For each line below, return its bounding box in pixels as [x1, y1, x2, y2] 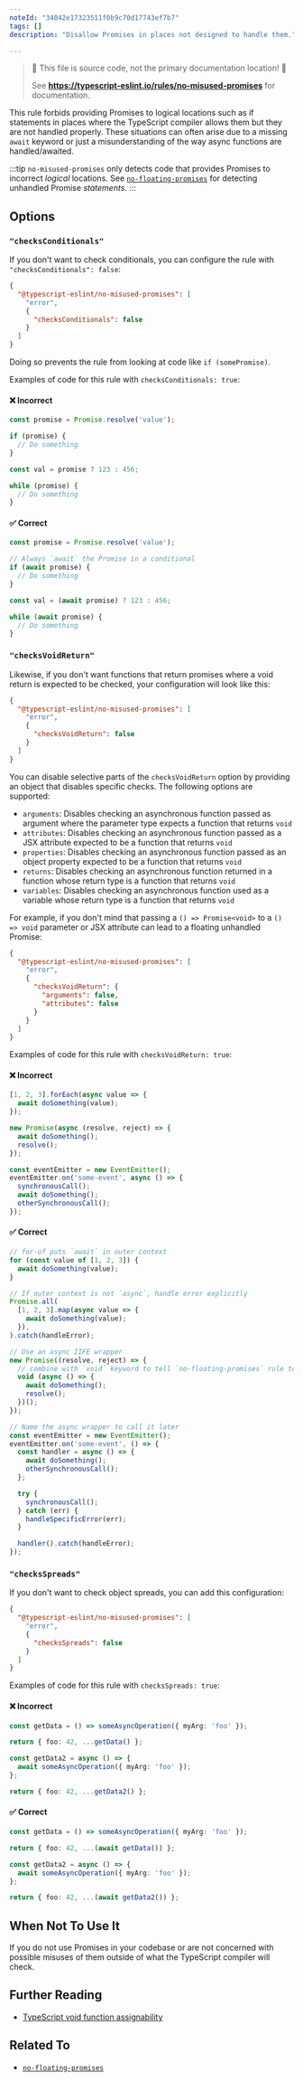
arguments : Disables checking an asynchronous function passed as [22, 808, 271, 819]
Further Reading [9, 1987, 103, 2003]
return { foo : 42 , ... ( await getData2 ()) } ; [9, 1893, 179, 1902]
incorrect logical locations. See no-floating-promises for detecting [9, 173, 258, 184]
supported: [9, 790, 50, 801]
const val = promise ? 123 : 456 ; [9, 465, 140, 474]
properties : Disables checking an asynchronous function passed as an [22, 847, 287, 857]
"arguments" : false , [41, 991, 119, 1000]
